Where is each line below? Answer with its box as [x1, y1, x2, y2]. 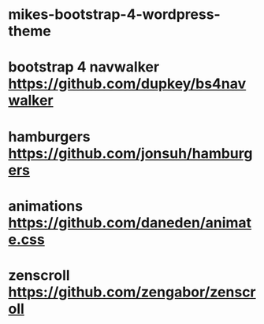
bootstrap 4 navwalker [8, 58, 160, 76]
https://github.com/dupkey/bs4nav [8, 75, 247, 93]
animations [8, 197, 84, 215]
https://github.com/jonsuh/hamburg [8, 144, 253, 162]
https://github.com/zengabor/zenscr [8, 283, 256, 300]
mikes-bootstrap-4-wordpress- [8, 6, 221, 24]
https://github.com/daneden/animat [8, 214, 252, 231]
